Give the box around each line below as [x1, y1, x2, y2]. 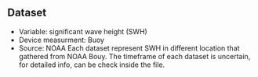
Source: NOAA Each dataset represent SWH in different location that [18, 43, 240, 53]
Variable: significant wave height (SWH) [18, 26, 148, 36]
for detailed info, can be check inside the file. [18, 60, 165, 69]
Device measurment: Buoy [18, 35, 105, 44]
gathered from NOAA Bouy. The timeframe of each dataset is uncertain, [18, 51, 251, 61]
